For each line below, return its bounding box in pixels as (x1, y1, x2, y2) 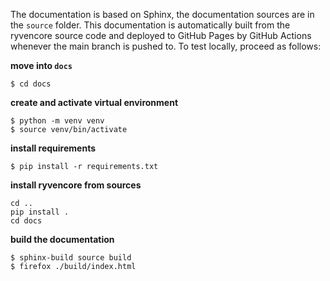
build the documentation (10, 234, 115, 245)
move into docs (10, 60, 73, 71)
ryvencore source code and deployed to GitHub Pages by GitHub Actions (10, 30, 312, 41)
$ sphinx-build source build (10, 253, 132, 263)
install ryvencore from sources (10, 179, 142, 191)
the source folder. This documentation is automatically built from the (10, 19, 291, 31)
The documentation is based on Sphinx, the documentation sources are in (10, 9, 315, 20)
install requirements (10, 142, 97, 154)
